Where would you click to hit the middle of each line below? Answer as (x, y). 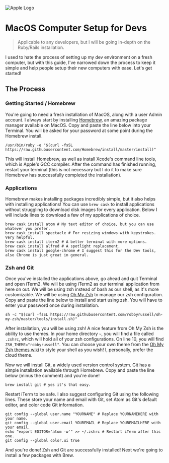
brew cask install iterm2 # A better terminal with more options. (76, 242)
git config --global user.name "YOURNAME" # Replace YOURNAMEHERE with (82, 414)
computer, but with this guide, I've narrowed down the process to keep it (80, 62)
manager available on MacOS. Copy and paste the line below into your (78, 125)
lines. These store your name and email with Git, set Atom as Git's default (81, 400)
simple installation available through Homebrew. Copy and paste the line (80, 370)
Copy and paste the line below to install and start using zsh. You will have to (84, 300)
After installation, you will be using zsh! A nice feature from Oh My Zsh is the (84, 328)
